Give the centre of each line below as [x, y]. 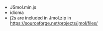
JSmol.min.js [23, 7]
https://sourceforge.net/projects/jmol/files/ [54, 23]
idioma [17, 12]
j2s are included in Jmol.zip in [40, 18]
